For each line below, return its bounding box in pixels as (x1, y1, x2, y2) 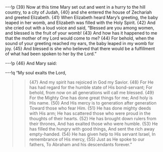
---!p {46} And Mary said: (5, 61, 57, 66)
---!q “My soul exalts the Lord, (5, 70, 67, 75)
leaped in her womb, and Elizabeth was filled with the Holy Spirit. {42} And (5, 20, 156, 25)
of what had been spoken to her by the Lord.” (5, 51, 97, 57)
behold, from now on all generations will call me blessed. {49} (29, 90, 154, 95)
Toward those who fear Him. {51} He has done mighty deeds (29, 105, 151, 111)
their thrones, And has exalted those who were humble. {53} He (29, 121, 158, 127)
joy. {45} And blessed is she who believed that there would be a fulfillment (5, 46, 155, 51)
